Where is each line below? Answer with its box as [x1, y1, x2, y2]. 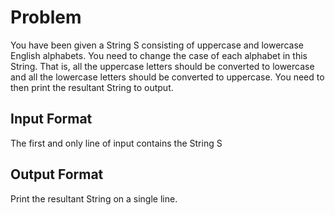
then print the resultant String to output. [10, 81, 174, 93]
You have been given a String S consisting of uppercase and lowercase [10, 39, 304, 51]
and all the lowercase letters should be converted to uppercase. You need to [10, 71, 325, 83]
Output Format [10, 166, 104, 183]
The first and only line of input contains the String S [10, 137, 223, 149]
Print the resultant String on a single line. [10, 192, 178, 205]
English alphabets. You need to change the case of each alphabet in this [10, 49, 308, 61]
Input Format [10, 111, 93, 128]
